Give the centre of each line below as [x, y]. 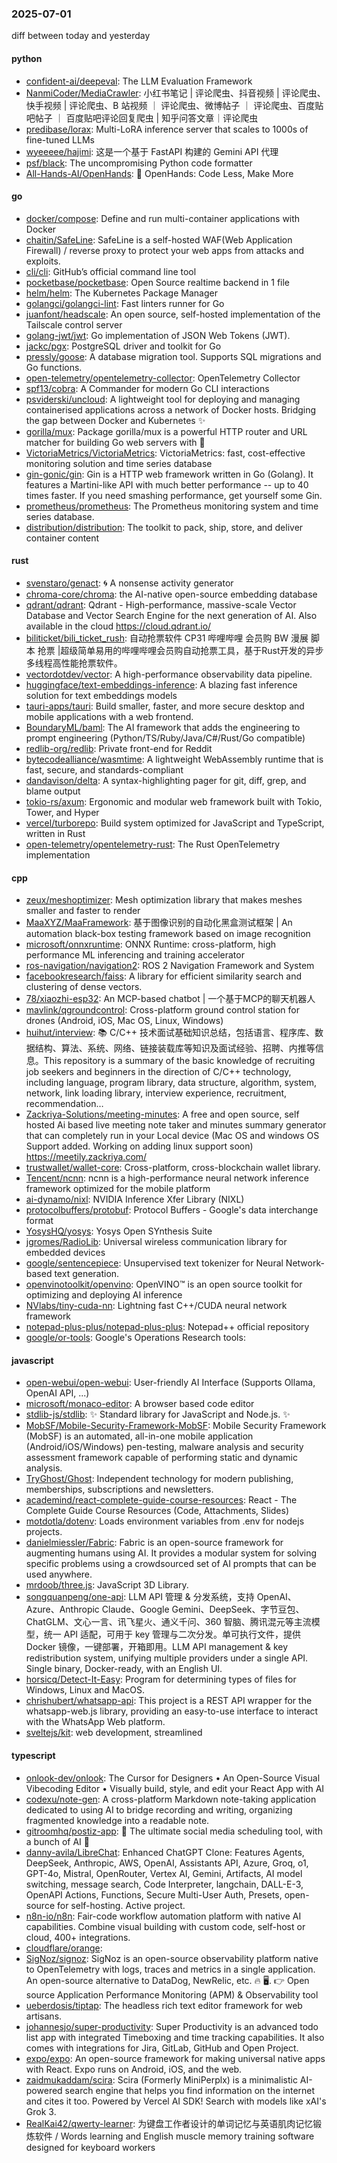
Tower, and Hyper [62, 812]
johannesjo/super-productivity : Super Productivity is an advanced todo [172, 2026]
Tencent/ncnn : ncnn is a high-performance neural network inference [167, 1178]
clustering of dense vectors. [84, 987]
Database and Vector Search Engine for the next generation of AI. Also [171, 615]
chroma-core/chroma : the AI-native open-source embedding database [171, 594]
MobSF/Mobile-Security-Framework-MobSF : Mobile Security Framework [176, 1426]
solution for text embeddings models [101, 695]
